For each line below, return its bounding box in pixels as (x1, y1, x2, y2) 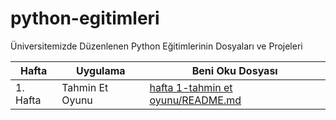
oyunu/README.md (149, 93, 242, 107)
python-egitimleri (10, 7, 160, 30)
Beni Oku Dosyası (191, 63, 278, 77)
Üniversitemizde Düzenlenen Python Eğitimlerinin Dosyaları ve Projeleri (10, 40, 303, 52)
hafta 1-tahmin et (149, 80, 233, 94)
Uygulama (75, 63, 126, 77)
